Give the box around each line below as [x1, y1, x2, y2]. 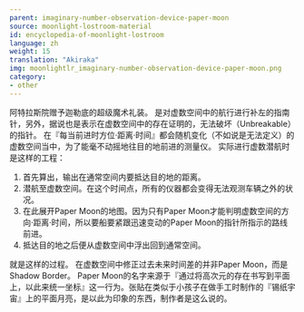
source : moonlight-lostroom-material [9, 22, 152, 31]
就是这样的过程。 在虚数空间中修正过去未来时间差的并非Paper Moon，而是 [9, 258, 289, 269]
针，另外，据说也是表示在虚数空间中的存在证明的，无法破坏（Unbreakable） [9, 118, 292, 129]
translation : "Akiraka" [9, 55, 100, 64]
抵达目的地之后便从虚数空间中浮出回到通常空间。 [22, 239, 206, 250]
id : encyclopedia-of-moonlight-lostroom [9, 30, 165, 39]
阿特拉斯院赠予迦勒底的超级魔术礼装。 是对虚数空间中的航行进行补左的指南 [9, 106, 290, 118]
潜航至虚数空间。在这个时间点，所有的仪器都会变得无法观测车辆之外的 [22, 182, 286, 193]
